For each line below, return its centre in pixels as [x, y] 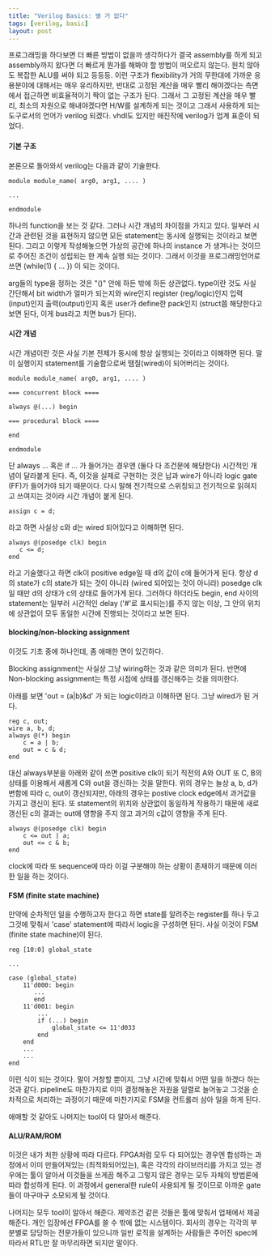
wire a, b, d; [32, 728]
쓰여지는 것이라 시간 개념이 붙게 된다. [75, 496]
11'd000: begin [49, 985]
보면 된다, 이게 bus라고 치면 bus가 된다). [72, 314]
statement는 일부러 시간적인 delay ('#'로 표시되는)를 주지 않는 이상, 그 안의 [127, 603]
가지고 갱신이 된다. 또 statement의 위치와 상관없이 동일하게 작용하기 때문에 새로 [134, 803]
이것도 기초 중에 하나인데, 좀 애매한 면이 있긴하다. [86, 651]
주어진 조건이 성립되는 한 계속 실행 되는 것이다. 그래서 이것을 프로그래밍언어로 [139, 255]
